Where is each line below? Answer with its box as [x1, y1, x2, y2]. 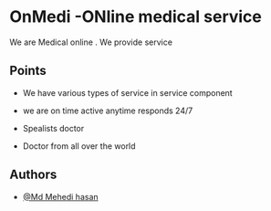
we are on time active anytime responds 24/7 [22, 105, 193, 116]
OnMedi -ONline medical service [9, 6, 262, 27]
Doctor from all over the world [22, 140, 136, 152]
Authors [9, 167, 57, 183]
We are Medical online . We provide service [9, 37, 173, 47]
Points [9, 63, 47, 79]
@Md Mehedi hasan [22, 191, 99, 202]
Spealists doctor [22, 122, 85, 133]
